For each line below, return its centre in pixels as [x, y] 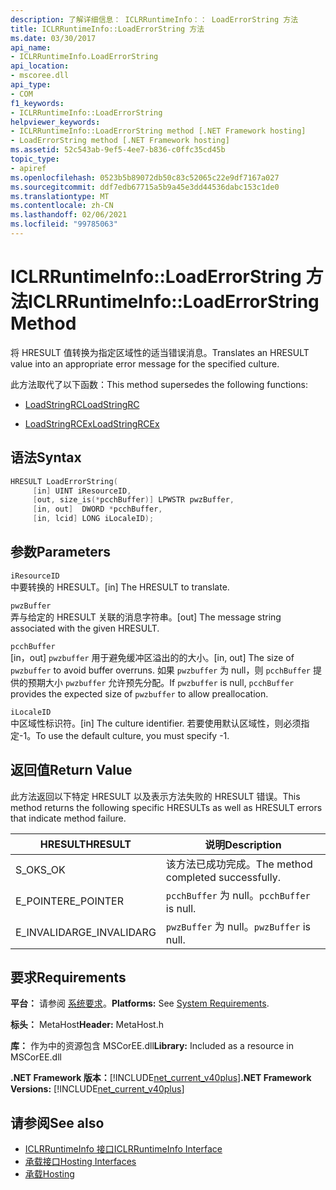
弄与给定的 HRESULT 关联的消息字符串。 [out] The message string [146, 617]
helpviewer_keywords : [55, 122]
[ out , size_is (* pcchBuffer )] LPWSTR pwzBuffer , [133, 500]
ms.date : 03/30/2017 [53, 38]
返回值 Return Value [71, 770]
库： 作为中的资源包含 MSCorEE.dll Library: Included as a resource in [152, 1046]
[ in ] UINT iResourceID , [82, 491]
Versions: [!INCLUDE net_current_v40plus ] [97, 1089]
